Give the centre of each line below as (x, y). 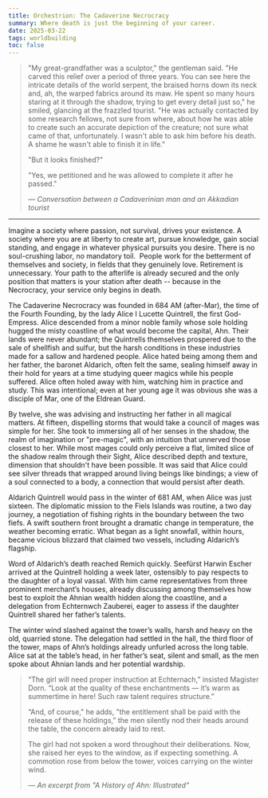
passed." (42, 184)
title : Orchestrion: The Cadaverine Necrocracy (89, 16)
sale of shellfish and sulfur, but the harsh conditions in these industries (124, 348)
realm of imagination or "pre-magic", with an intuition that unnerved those (130, 440)
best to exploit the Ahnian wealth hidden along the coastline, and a (118, 598)
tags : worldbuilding (43, 38)
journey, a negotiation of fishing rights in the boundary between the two (126, 515)
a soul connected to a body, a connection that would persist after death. (126, 482)
